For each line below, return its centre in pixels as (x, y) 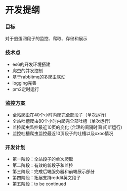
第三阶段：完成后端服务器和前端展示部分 (53, 172)
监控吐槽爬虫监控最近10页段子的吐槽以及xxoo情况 (63, 134)
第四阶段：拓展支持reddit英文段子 (46, 178)
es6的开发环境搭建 (31, 64)
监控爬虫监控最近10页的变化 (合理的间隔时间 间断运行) (67, 127)
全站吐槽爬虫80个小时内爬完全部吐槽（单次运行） (63, 121)
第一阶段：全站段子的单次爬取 (42, 159)
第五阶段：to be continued (39, 184)
